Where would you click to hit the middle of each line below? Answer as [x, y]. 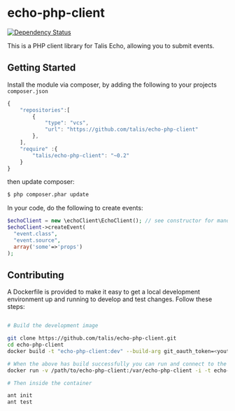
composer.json [28, 91]
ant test [20, 402]
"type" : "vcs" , [67, 123]
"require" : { [39, 149]
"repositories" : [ [45, 110]
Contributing [36, 275]
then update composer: [41, 182]
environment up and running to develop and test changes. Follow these [110, 299]
